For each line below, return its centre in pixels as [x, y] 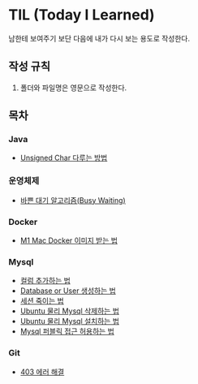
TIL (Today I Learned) [82, 15]
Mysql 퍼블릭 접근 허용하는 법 [67, 331]
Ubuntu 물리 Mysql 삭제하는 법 [70, 311]
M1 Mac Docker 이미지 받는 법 [69, 240]
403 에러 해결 [42, 372]
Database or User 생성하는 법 [68, 291]
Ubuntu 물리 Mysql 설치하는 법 [70, 321]
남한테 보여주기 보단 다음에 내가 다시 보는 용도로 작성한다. [99, 38]
